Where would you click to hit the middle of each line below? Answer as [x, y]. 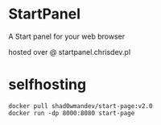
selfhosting [47, 85]
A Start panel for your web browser [67, 36]
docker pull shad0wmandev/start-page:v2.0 [80, 106]
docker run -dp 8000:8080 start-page [72, 113]
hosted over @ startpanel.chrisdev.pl [70, 52]
